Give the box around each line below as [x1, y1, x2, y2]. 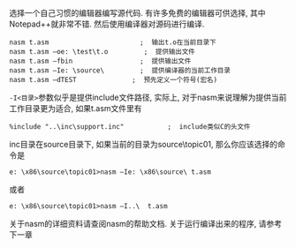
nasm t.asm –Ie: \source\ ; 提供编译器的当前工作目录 [9, 66, 231, 75]
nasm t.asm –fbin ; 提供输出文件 [9, 56, 192, 65]
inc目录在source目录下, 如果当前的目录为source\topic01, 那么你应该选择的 [9, 139, 278, 149]
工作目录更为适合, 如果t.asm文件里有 [9, 103, 143, 113]
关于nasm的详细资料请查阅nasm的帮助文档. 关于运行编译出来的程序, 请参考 [9, 219, 283, 229]
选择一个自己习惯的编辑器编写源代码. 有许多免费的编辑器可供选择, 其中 [9, 8, 266, 18]
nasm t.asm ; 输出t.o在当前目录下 [9, 38, 216, 47]
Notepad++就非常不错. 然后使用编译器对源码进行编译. [9, 19, 205, 29]
